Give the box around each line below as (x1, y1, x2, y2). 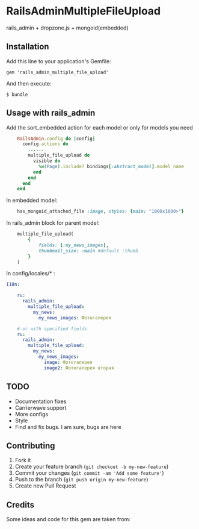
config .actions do (22, 141, 69, 147)
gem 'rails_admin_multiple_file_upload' (6, 69, 109, 75)
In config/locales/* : (6, 270, 55, 277)
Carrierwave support (14, 404, 67, 411)
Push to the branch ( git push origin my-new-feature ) (14, 476, 148, 483)
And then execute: (6, 80, 52, 87)
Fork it (14, 457, 31, 464)
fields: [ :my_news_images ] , (38, 242, 109, 248)
